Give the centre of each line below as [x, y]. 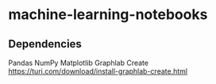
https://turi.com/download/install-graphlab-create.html [98, 71]
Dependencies [45, 44]
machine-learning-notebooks [108, 15]
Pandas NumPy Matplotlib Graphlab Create [79, 63]
